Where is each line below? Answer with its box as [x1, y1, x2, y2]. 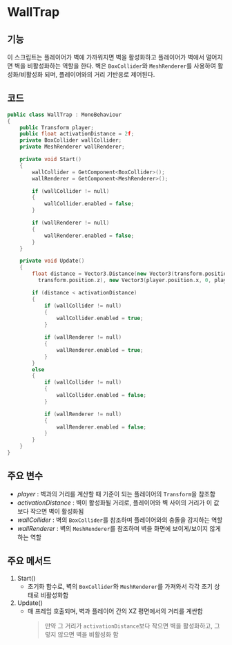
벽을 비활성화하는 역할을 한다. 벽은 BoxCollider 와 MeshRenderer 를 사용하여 [14, 62, 216, 70]
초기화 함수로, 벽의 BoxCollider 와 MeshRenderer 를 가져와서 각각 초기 [27, 582, 213, 590]
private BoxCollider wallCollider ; [19, 137, 122, 144]
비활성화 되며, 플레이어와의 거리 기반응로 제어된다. [20, 71, 155, 78]
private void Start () [19, 156, 81, 163]
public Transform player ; [19, 124, 95, 131]
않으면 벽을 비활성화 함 [57, 630, 119, 638]
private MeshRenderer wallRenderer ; [19, 143, 126, 151]
